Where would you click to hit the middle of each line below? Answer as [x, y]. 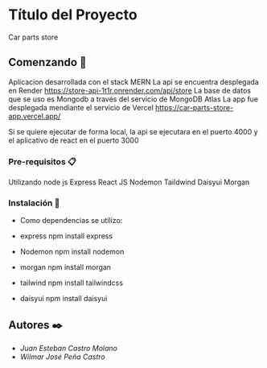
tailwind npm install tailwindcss [71, 283]
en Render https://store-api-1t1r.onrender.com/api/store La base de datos [130, 90]
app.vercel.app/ [35, 116]
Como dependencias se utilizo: [71, 221]
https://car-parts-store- [195, 107]
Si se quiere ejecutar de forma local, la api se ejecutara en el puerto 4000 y [133, 131]
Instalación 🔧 [34, 203]
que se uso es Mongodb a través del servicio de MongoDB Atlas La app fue [133, 99]
